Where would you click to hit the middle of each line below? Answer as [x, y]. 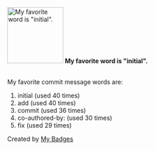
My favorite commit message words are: [65, 82]
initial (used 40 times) [49, 95]
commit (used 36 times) [52, 110]
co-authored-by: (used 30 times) [65, 118]
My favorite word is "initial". [106, 61]
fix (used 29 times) [44, 125]
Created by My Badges [40, 139]
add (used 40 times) [46, 103]
